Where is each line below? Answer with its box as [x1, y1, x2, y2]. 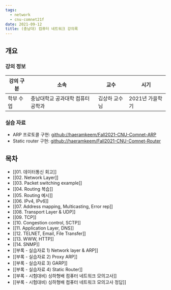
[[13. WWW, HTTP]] [12, 236, 54, 242]
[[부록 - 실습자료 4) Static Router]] [12, 266, 83, 272]
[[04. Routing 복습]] [12, 186, 53, 192]
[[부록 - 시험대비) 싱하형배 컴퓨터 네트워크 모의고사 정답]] [12, 279, 126, 285]
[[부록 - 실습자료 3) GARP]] [12, 260, 68, 266]
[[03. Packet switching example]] [12, 180, 82, 186]
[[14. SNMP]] [12, 241, 40, 247]
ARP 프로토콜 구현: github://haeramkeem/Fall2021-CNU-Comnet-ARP [12, 132, 157, 138]
